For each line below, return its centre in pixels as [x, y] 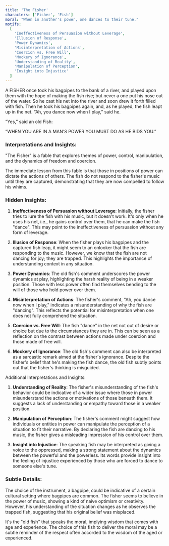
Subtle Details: [23, 479]
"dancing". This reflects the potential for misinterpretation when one [83, 310]
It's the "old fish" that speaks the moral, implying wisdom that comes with [82, 522]
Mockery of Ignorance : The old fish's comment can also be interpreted [87, 352]
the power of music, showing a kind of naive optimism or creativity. [75, 501]
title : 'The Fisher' [27, 10]
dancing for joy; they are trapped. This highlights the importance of [82, 258]
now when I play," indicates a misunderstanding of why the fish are [82, 305]
